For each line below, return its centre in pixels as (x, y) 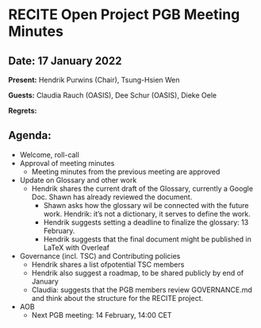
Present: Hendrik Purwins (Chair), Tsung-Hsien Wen (94, 80)
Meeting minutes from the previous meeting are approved (126, 172)
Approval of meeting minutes (67, 163)
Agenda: (30, 135)
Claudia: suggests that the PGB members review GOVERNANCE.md (142, 289)
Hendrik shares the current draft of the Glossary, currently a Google (142, 188)
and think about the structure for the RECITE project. (117, 298)
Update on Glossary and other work (78, 179)
